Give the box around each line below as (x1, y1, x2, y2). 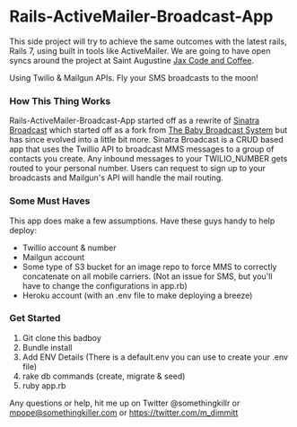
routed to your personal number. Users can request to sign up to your (9, 163, 266, 174)
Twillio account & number (22, 242, 117, 253)
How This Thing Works (9, 94, 111, 107)
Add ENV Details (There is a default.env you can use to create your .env (22, 352, 289, 362)
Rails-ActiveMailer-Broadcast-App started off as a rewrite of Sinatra (9, 115, 260, 126)
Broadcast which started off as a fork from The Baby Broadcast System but (9, 125, 288, 135)
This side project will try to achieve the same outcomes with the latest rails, (9, 36, 287, 47)
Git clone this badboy (22, 332, 101, 343)
